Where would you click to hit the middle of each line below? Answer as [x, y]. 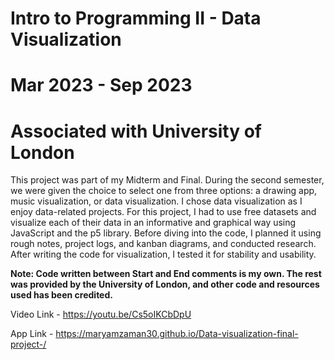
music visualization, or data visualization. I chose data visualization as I [156, 201]
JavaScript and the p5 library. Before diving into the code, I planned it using [166, 233]
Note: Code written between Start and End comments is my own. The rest [166, 274]
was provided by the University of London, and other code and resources [165, 284]
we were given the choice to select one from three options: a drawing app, [164, 191]
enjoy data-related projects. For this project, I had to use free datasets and [163, 212]
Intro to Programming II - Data [136, 18]
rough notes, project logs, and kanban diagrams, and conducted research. [163, 244]
